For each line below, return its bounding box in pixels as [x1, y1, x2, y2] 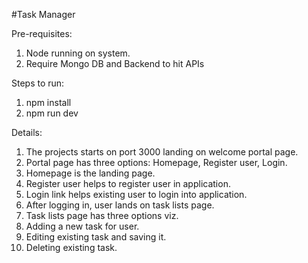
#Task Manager [11, 9, 76, 20]
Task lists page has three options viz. [25, 210, 179, 221]
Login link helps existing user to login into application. [25, 189, 248, 200]
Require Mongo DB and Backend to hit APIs [25, 58, 205, 69]
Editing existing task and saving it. [25, 231, 167, 243]
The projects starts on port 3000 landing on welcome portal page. [25, 146, 299, 158]
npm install [25, 97, 72, 108]
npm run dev [25, 107, 79, 119]
